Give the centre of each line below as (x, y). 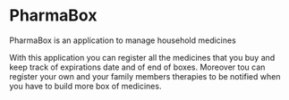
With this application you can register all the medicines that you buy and (142, 57)
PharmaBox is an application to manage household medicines (123, 40)
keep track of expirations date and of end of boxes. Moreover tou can (137, 67)
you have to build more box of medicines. (85, 86)
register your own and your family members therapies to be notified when (145, 76)
